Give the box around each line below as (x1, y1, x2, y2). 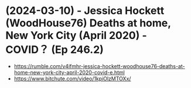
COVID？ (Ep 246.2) (5, 43, 104, 57)
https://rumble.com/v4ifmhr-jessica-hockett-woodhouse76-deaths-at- (13, 62, 185, 69)
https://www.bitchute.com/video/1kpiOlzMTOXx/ (13, 75, 131, 82)
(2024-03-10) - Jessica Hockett (5, 4, 165, 17)
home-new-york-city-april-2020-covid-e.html (13, 69, 125, 76)
